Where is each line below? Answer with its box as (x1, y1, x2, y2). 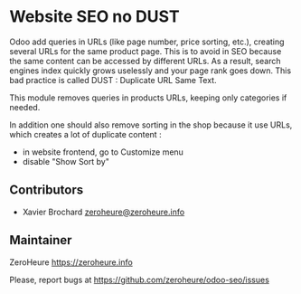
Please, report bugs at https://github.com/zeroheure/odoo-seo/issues (9, 274, 269, 285)
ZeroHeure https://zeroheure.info (9, 256, 133, 268)
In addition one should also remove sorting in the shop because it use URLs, (9, 119, 293, 130)
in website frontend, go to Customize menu (22, 147, 183, 157)
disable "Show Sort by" (22, 156, 110, 166)
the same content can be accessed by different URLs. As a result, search (9, 55, 281, 66)
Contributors (9, 183, 84, 198)
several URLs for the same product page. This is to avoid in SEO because (9, 45, 282, 56)
